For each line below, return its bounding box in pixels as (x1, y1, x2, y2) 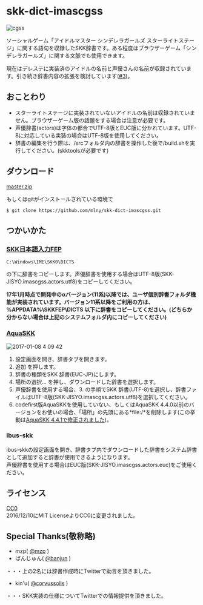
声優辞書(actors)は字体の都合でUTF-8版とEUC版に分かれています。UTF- (15, 124, 197, 131)
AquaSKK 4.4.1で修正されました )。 (25, 416, 112, 423)
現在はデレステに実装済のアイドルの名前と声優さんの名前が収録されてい (6, 65, 187, 72)
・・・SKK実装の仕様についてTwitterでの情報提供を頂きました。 (6, 592, 167, 600)
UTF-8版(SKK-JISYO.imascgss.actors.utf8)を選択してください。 (31, 393, 191, 400)
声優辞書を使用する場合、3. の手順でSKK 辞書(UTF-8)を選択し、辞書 (15, 386, 187, 393)
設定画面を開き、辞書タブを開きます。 (15, 355, 110, 363)
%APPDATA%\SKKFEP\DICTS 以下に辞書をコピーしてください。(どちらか (6, 306, 193, 313)
